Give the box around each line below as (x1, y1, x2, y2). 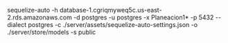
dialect (7, 21, 26, 28)
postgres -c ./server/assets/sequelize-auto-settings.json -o (27, 21, 198, 28)
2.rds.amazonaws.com (7, 13, 73, 21)
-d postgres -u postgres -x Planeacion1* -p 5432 (73, 13, 214, 21)
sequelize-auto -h (7, 6, 59, 14)
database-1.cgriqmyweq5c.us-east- (60, 6, 162, 14)
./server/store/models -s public (7, 28, 96, 36)
